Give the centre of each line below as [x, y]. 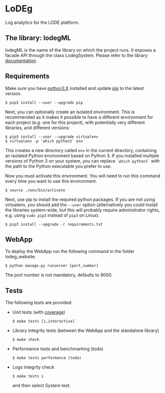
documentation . [21, 61]
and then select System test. [41, 386]
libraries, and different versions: [38, 128]
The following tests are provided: [39, 303]
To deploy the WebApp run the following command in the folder [70, 251]
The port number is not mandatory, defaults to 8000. [59, 275]
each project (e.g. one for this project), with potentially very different [75, 122]
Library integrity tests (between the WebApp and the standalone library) [86, 330]
